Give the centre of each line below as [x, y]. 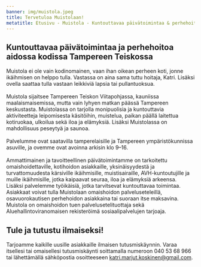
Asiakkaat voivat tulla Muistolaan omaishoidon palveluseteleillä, [84, 192]
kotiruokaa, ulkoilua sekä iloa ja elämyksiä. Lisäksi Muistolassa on [87, 122]
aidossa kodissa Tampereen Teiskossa [80, 57]
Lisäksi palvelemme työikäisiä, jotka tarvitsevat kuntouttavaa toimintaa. [93, 186]
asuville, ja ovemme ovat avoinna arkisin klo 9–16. [67, 148]
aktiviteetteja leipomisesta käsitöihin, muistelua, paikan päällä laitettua [92, 116]
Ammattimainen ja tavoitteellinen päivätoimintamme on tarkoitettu [87, 160]
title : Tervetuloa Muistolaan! [45, 17]
